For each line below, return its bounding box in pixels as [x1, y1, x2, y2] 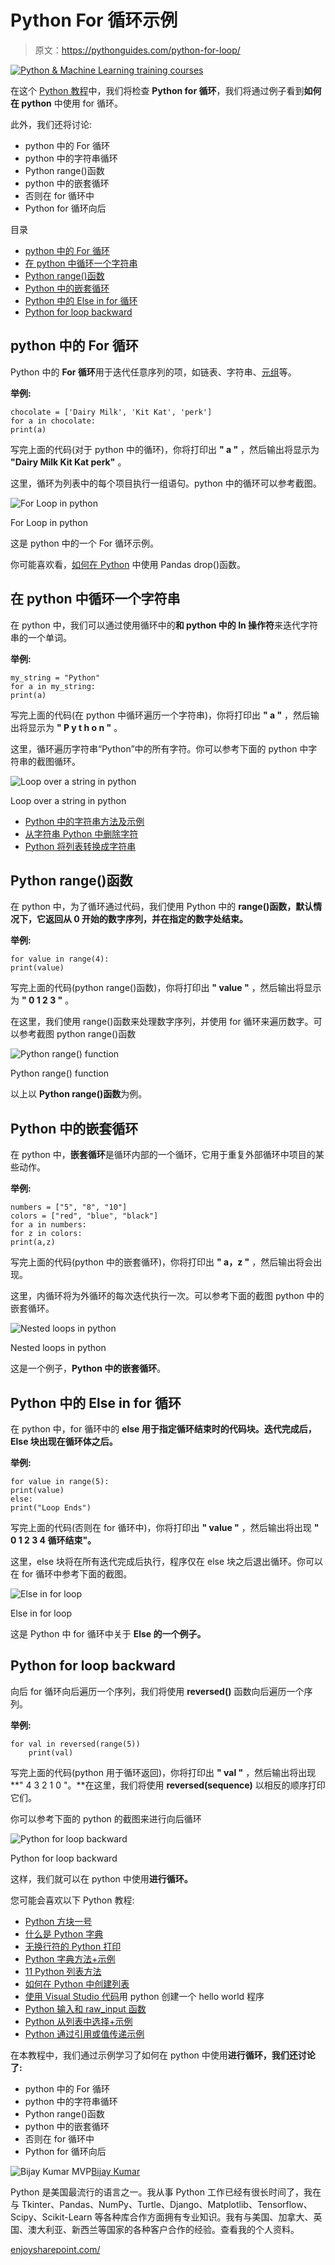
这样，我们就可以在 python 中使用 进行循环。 [10, 1872, 193, 1885]
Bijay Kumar [91, 2165, 141, 2177]
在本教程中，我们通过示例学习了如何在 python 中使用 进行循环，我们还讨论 [10, 2049, 316, 2061]
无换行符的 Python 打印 [24, 1940, 122, 1952]
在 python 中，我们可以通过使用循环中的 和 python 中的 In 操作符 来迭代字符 [10, 619, 319, 631]
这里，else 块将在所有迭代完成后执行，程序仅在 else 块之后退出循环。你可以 [10, 1556, 324, 1567]
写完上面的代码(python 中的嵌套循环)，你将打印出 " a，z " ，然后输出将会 [10, 1256, 314, 1268]
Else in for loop [10, 1607, 73, 1619]
